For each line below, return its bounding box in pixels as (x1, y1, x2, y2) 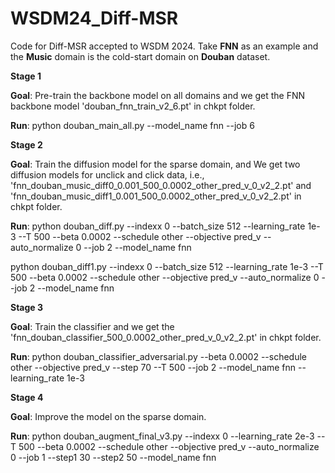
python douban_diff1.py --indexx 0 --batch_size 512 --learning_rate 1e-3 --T (10, 260, 324, 272)
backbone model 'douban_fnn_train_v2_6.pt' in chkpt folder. (10, 100, 256, 112)
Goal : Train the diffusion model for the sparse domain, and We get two (10, 158, 301, 170)
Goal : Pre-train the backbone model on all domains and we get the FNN (10, 89, 306, 101)
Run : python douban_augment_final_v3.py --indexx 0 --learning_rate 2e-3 (10, 430, 315, 442)
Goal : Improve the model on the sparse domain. (10, 410, 207, 422)
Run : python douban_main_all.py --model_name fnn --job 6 (10, 119, 255, 131)
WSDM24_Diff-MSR (10, 7, 179, 30)
